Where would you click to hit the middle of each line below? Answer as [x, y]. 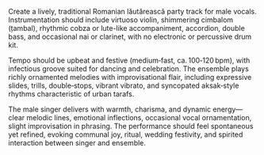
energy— [228, 109]
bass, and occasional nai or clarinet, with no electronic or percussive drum [130, 36]
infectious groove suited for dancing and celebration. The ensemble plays [129, 69]
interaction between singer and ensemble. [77, 143]
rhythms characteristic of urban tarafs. [71, 94]
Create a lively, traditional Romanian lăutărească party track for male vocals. [132, 11]
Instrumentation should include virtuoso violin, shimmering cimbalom [121, 20]
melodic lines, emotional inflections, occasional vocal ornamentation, [139, 117]
